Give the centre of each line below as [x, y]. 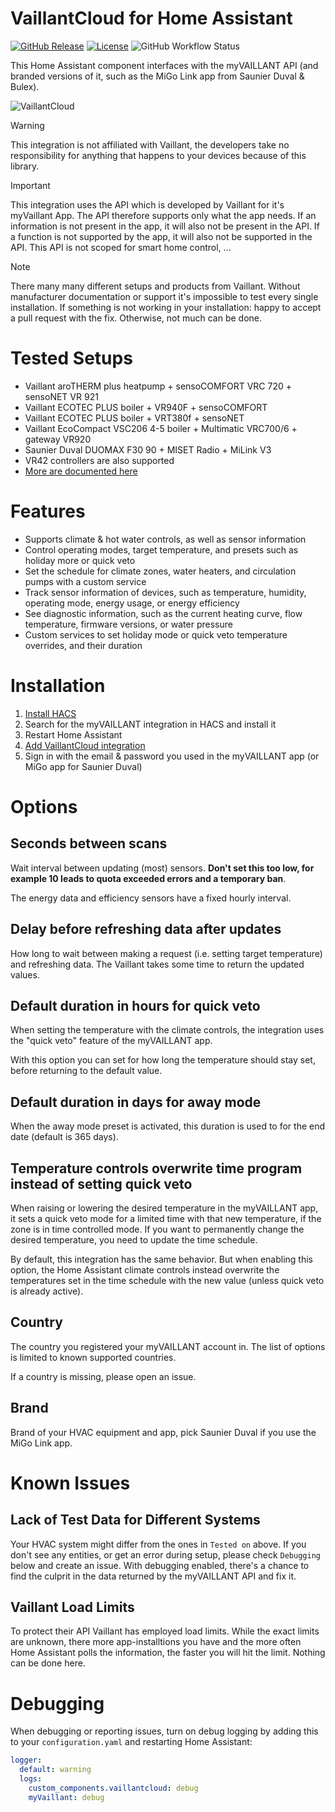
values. [25, 974]
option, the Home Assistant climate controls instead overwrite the [145, 1270]
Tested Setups [71, 358]
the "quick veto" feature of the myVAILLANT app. [111, 1041]
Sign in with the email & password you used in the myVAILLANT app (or [172, 756]
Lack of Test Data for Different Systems [135, 1520]
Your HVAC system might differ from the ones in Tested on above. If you [158, 1544]
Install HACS [50, 713]
